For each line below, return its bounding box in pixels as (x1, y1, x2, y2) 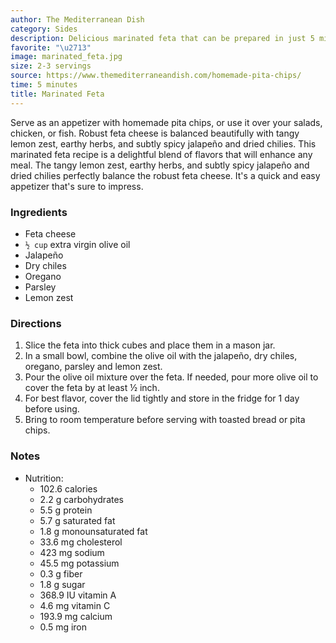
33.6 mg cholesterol (39, 536, 123, 548)
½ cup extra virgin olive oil (24, 238, 131, 250)
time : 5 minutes (10, 80, 78, 90)
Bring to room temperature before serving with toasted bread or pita (24, 414, 306, 426)
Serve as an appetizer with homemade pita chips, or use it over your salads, (10, 116, 323, 128)
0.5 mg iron (39, 621, 88, 633)
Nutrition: (24, 472, 64, 484)
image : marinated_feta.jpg (10, 52, 123, 62)
